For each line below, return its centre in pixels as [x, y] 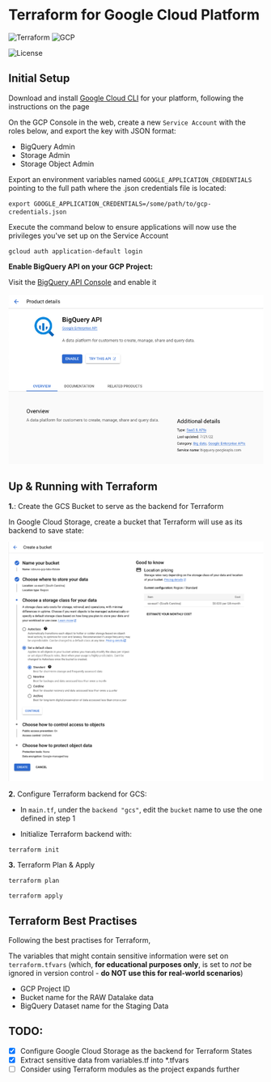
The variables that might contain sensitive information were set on [119, 956]
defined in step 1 [47, 818]
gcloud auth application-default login [76, 251]
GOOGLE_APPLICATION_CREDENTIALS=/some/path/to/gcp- [123, 204]
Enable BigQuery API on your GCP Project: [81, 266]
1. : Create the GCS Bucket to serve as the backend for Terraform [116, 506]
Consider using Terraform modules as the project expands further [130, 1069]
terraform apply [36, 896]
